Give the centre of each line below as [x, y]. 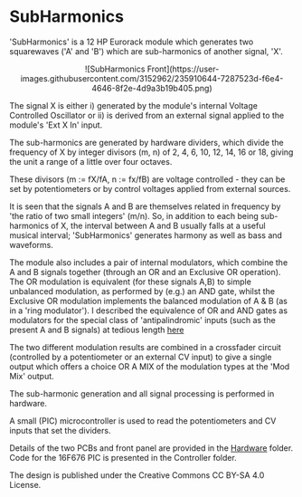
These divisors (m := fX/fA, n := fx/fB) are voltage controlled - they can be [147, 179]
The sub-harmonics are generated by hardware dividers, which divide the [146, 142]
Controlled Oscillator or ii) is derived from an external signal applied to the [147, 115]
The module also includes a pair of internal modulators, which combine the [149, 262]
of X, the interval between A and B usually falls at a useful [158, 225]
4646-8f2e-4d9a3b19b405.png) [152, 88]
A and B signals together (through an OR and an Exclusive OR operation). [145, 272]
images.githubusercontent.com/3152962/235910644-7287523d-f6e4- [152, 78]
